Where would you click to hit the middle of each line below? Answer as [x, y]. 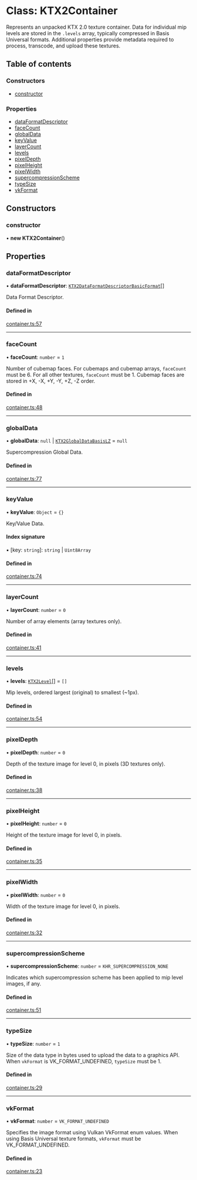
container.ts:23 [24, 1171]
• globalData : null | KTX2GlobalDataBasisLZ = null [67, 441]
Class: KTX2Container [62, 11]
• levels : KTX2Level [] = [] [37, 681]
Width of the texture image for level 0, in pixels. [63, 906]
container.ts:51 [24, 1010]
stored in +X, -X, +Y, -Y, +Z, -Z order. [51, 381]
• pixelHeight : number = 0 [36, 824]
